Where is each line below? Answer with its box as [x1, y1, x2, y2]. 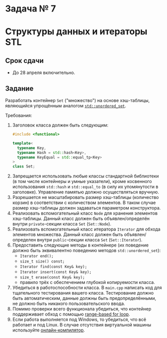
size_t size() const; [19, 259, 65, 264]
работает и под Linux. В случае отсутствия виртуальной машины [12, 322, 152, 328]
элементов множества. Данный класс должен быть [12, 231, 123, 237]
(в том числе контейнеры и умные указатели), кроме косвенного [12, 178, 152, 184]
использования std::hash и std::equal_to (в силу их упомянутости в [12, 183, 159, 190]
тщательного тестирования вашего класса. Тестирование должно [12, 290, 154, 296]
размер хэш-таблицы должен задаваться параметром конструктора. [12, 205, 161, 211]
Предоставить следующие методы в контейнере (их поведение [12, 242, 149, 248]
